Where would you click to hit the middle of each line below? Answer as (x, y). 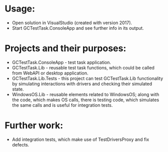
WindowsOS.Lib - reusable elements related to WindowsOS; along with (86, 94)
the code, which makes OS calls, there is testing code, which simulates (86, 100)
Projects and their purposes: (66, 49)
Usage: (20, 9)
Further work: (34, 126)
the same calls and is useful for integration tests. (62, 105)
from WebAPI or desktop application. (50, 73)
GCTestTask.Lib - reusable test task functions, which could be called (83, 67)
